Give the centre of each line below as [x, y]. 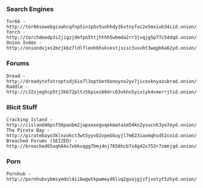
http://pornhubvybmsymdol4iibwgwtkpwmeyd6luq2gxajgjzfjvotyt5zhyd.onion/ [102, 180]
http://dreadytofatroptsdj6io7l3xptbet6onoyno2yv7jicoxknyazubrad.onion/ [102, 81]
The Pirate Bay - [28, 130]
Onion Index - [24, 43]
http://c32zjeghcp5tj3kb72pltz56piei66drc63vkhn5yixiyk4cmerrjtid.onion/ [102, 92]
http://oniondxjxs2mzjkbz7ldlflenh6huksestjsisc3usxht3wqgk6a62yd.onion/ [102, 48]
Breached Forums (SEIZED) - [42, 141]
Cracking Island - [29, 119]
